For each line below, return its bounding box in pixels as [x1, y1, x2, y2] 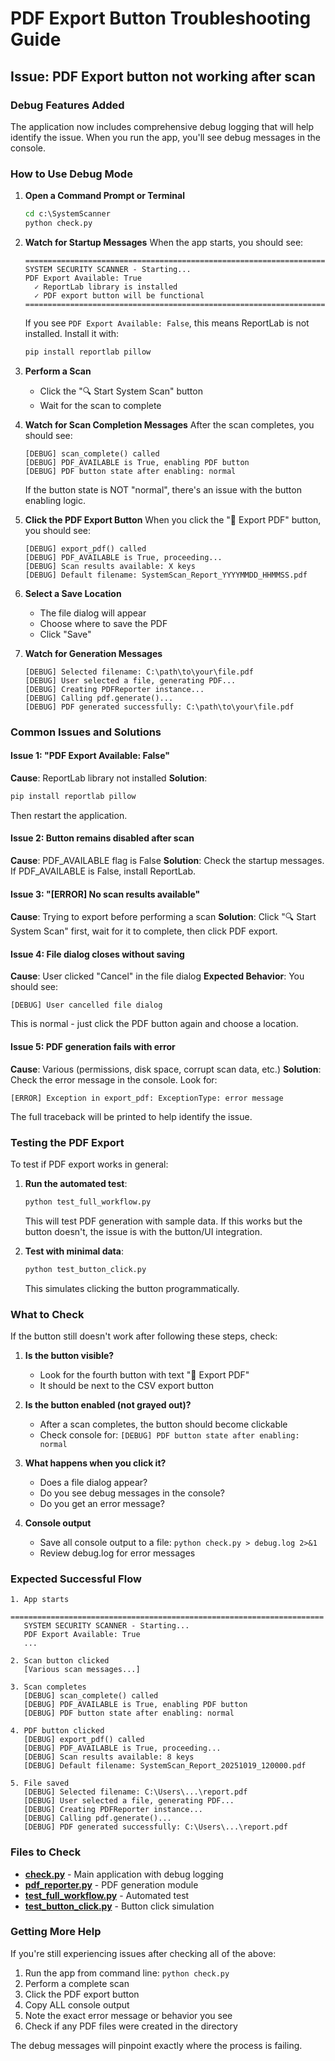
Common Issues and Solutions [10, 725, 162, 739]
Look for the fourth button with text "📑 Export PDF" [39, 1368, 250, 1381]
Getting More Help [10, 1925, 102, 1939]
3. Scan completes [10, 1682, 87, 1692]
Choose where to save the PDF [39, 617, 168, 629]
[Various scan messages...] [23, 1665, 141, 1675]
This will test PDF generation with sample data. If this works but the [24, 1215, 303, 1227]
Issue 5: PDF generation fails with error [10, 1041, 176, 1052]
